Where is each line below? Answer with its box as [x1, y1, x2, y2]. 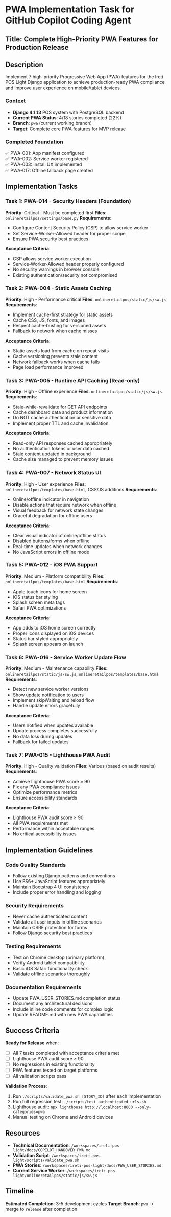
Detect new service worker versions [12, 686, 89, 693]
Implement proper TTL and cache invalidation [12, 420, 109, 426]
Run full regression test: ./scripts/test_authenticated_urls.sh [12, 1099, 146, 1105]
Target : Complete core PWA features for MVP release [12, 125, 126, 132]
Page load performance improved [12, 364, 84, 370]
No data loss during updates [12, 733, 72, 740]
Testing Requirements [5, 942, 61, 950]
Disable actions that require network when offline [12, 501, 116, 508]
